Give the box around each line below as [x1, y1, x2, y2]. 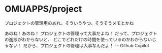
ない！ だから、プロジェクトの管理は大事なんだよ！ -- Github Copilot [8, 42, 150, 48]
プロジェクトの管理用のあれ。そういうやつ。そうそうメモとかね [4, 20, 134, 26]
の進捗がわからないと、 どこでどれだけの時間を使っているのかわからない [4, 36, 152, 42]
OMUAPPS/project [4, 3, 82, 15]
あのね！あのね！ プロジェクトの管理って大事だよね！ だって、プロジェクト [4, 30, 158, 36]
